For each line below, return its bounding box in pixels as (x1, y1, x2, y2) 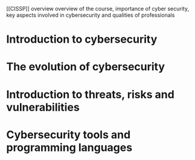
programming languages (6, 141, 133, 154)
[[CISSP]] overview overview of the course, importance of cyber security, (6, 5, 189, 12)
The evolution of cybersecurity (6, 60, 165, 74)
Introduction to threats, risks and (6, 87, 175, 101)
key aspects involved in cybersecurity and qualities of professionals (6, 11, 175, 19)
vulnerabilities (6, 100, 80, 114)
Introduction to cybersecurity (6, 32, 158, 46)
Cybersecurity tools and (6, 128, 131, 141)
